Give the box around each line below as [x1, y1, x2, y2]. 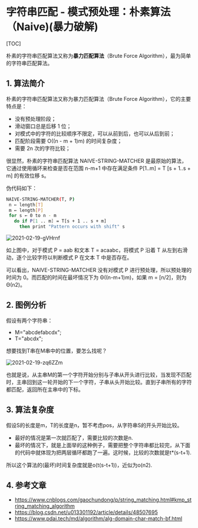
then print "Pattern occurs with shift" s [19, 224, 126, 230]
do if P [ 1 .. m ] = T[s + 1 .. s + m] [14, 218, 107, 224]
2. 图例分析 [6, 300, 47, 310]
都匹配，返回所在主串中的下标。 [6, 386, 84, 393]
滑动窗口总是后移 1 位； [14, 122, 72, 130]
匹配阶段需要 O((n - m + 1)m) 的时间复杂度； [14, 137, 123, 145]
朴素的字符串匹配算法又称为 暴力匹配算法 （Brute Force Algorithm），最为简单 [6, 52, 192, 59]
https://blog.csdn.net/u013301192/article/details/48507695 [14, 509, 158, 516]
